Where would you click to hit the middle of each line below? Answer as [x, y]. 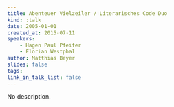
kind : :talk [24, 20]
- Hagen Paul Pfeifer [50, 45]
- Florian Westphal [47, 52]
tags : [15, 71]
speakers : [21, 39]
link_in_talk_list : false [44, 77]
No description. [29, 97]
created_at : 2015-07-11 [41, 33]
